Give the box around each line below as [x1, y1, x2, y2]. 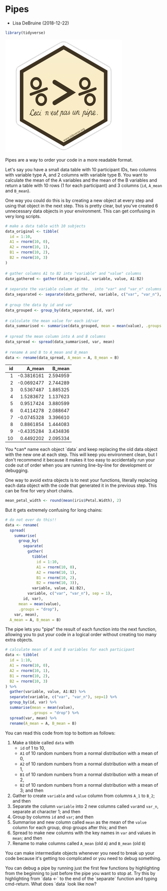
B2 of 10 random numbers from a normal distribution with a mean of [19, 782, 159, 788]
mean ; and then [12, 835, 42, 841]
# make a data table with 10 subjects [5, 223, 86, 228]
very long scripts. [5, 213, 41, 219]
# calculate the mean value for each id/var [5, 318, 99, 323]
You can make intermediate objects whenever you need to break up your [5, 850, 155, 856]
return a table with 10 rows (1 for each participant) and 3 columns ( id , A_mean [5, 182, 163, 188]
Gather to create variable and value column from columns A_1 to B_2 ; [12, 792, 155, 799]
